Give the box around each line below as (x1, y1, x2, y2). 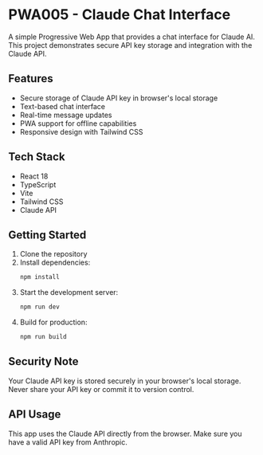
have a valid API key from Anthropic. (8, 437, 128, 447)
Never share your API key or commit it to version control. (8, 384, 194, 394)
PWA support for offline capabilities (19, 118, 137, 128)
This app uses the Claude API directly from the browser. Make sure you (8, 429, 242, 438)
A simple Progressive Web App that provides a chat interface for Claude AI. (8, 32, 255, 41)
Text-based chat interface (19, 101, 106, 111)
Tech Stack (8, 150, 65, 164)
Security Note (8, 355, 79, 368)
